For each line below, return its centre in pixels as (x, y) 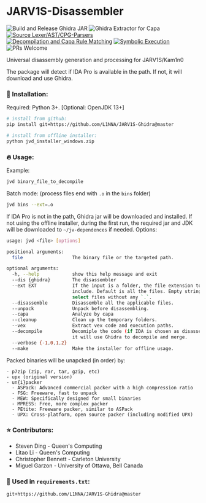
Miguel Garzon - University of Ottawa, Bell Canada (79, 466)
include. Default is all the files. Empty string (137, 291)
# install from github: (37, 119)
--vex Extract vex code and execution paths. (93, 326)
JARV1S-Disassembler (65, 11)
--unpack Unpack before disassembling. (81, 308)
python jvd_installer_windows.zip (51, 141)
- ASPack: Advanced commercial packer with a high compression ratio (102, 388)
